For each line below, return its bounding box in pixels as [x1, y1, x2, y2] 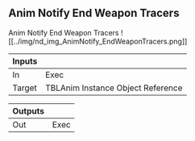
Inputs [12, 56, 38, 67]
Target [12, 82, 38, 93]
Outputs [12, 105, 44, 116]
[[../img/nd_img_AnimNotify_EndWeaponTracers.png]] [8, 36, 188, 46]
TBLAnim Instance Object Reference [45, 82, 183, 93]
